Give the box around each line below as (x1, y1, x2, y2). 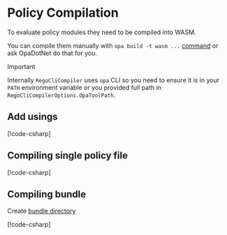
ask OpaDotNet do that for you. (7, 49, 98, 57)
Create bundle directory (7, 207, 76, 215)
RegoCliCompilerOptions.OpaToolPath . (7, 91, 116, 99)
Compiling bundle (7, 188, 87, 200)
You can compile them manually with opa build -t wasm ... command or (7, 41, 219, 50)
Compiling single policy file (7, 150, 128, 162)
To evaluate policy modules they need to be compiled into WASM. (7, 28, 197, 36)
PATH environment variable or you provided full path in (7, 83, 162, 91)
